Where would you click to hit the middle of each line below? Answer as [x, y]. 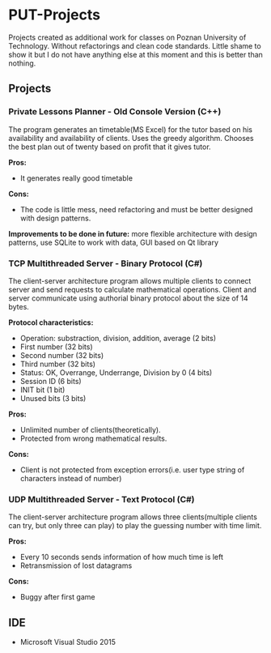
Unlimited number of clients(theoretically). [90, 429]
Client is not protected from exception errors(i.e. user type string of [132, 469]
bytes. [19, 306]
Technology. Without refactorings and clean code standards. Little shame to [135, 45]
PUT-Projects [55, 15]
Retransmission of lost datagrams [76, 566]
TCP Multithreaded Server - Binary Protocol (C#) [106, 263]
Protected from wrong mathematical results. [93, 438]
